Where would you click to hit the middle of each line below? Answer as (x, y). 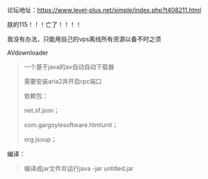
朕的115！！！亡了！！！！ (44, 25)
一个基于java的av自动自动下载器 (69, 67)
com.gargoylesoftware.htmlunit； (71, 125)
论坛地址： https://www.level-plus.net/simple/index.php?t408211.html (104, 10)
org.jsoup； (40, 139)
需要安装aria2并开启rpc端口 (63, 81)
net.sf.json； (42, 110)
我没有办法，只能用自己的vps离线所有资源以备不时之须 (84, 39)
